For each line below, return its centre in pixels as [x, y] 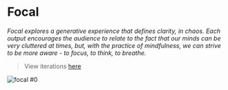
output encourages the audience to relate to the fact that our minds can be [114, 38]
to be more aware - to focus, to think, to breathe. [77, 53]
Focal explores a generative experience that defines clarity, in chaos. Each [114, 31]
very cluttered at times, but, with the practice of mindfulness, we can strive [114, 45]
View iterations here [53, 66]
